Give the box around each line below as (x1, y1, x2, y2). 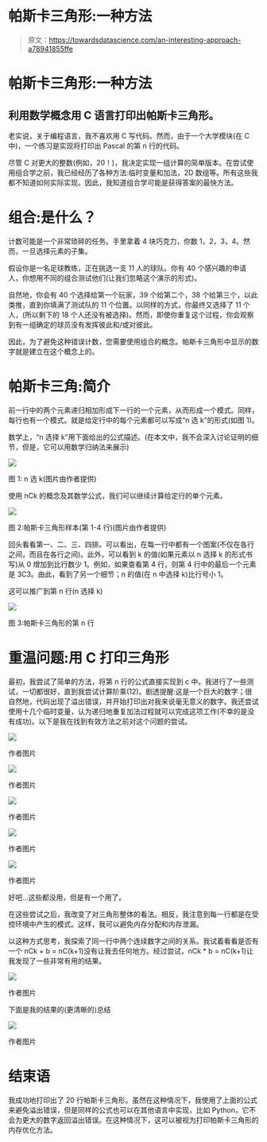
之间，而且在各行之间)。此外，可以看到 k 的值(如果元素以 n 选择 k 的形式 (8, 550, 246, 559)
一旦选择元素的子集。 (21, 246, 92, 255)
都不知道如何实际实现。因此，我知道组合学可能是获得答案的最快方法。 (8, 177, 238, 187)
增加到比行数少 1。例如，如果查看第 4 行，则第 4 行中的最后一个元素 (33, 559, 257, 569)
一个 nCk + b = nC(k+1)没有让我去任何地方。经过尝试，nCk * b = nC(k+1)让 (8, 946, 254, 955)
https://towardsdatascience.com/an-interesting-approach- (48, 35, 242, 45)
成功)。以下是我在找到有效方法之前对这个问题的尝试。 (14, 717, 192, 726)
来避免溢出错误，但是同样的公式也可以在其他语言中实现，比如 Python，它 (8, 1105, 250, 1114)
